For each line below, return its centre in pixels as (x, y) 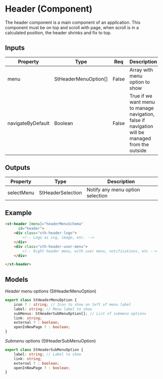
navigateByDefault (29, 123)
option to (139, 82)
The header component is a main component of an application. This (73, 22)
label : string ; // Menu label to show (53, 309)
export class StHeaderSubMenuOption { (44, 350)
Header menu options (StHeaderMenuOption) (51, 291)
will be (137, 132)
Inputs (15, 48)
